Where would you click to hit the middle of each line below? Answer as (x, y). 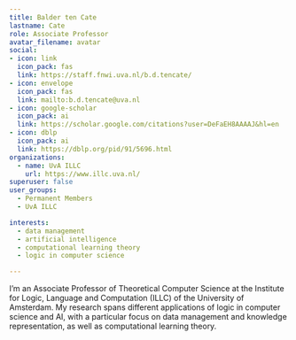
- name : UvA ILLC (49, 166)
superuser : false (41, 182)
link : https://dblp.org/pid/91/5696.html (95, 149)
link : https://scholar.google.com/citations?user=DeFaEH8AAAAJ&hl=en (148, 125)
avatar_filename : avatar (55, 42)
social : (23, 50)
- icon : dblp (33, 133)
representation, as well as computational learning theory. (113, 326)
